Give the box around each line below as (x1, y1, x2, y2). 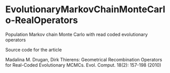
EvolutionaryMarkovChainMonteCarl (5, 4, 165, 15)
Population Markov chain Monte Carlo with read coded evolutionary (5, 31, 148, 37)
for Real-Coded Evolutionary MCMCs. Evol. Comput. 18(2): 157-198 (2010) (5, 62, 161, 68)
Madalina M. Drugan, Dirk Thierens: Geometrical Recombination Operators (5, 56, 162, 62)
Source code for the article (5, 46, 62, 53)
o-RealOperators (5, 14, 78, 26)
